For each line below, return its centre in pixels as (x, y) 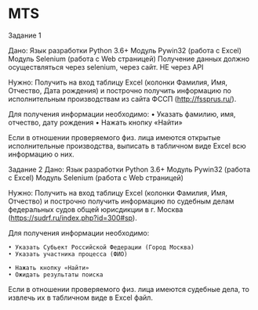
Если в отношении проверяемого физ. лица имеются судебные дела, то (129, 289)
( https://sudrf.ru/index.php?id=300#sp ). (73, 218)
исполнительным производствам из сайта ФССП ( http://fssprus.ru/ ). (122, 99)
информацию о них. (41, 154)
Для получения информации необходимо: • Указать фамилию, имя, (122, 114)
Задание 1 (25, 35)
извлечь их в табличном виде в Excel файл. (80, 297)
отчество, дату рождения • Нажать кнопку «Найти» (95, 122)
